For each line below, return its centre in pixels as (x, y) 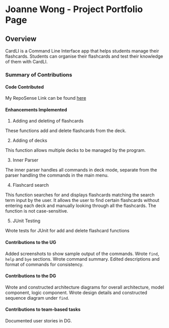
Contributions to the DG (31, 276)
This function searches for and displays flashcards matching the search (80, 195)
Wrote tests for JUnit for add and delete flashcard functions (68, 231)
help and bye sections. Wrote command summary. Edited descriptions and (82, 259)
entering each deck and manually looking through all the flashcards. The (81, 206)
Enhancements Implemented (36, 109)
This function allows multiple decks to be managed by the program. (75, 150)
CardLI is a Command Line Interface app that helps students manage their (82, 51)
